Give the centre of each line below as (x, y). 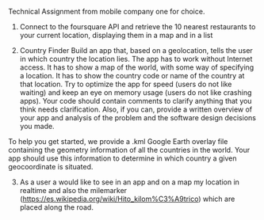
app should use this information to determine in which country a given (122, 158)
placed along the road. (56, 207)
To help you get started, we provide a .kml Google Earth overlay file (118, 141)
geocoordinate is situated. (51, 167)
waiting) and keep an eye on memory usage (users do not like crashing (136, 93)
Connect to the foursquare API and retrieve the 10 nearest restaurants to (138, 27)
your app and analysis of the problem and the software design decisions (138, 118)
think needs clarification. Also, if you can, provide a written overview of (136, 109)
